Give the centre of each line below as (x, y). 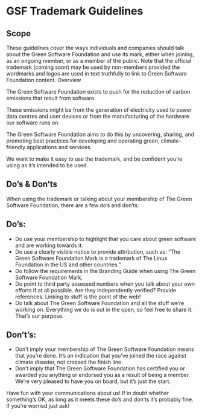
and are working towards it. (49, 245)
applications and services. (59, 147)
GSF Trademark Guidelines (75, 11)
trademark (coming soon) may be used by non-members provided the (93, 67)
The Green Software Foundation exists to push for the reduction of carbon (98, 92)
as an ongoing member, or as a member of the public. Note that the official (99, 61)
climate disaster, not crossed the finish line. (69, 362)
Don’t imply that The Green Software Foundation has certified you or (100, 368)
